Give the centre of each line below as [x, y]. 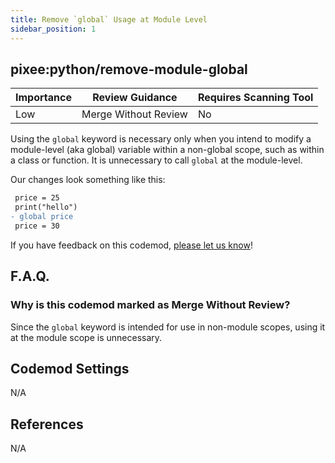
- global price [42, 217]
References [47, 424]
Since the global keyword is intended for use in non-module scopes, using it [168, 327]
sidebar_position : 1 [53, 29]
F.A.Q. [30, 276]
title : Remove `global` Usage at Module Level [109, 19]
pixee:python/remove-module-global [129, 69]
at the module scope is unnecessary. [86, 337]
